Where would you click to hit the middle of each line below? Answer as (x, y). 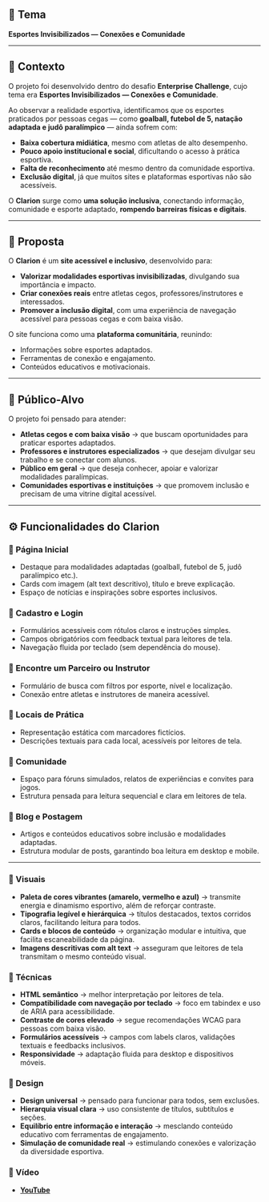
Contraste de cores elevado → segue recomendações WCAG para (130, 1020)
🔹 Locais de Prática (46, 715)
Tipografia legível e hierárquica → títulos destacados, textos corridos (136, 914)
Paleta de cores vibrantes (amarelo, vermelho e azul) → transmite (130, 896)
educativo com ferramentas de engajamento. (94, 1135)
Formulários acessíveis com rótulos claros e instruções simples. (125, 631)
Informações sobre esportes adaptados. (86, 350)
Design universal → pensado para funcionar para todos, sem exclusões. (140, 1100)
